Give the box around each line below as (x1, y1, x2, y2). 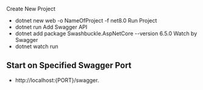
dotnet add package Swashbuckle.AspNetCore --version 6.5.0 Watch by (15, 30, 198, 37)
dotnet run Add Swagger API (15, 24, 87, 30)
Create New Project (6, 5, 56, 12)
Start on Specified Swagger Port (6, 60, 132, 71)
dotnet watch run (15, 43, 59, 50)
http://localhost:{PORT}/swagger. (15, 76, 99, 84)
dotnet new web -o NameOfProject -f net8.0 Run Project (15, 17, 157, 24)
